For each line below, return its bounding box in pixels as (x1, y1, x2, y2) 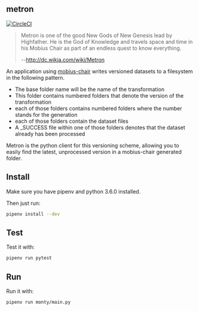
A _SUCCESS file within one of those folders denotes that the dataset (14, 123, 185, 131)
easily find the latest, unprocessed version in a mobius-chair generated (6, 148, 182, 155)
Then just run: (6, 200, 41, 207)
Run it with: (6, 288, 34, 295)
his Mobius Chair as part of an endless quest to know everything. (20, 44, 182, 52)
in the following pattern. (6, 74, 65, 81)
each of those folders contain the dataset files (14, 117, 128, 125)
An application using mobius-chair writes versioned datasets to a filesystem (6, 68, 193, 75)
